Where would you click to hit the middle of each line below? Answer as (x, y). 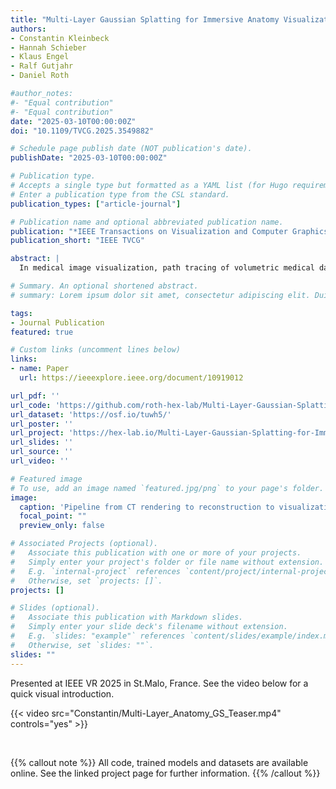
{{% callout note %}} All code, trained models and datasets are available (159, 762)
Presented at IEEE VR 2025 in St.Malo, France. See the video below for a (159, 683)
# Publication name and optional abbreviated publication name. (147, 222)
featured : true (42, 332)
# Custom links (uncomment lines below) (96, 350)
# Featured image (46, 479)
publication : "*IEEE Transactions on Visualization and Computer (149, 231)
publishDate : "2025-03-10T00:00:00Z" (89, 158)
